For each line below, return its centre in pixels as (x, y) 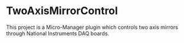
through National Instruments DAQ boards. (58, 33)
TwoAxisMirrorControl (62, 11)
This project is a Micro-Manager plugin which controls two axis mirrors (92, 27)
